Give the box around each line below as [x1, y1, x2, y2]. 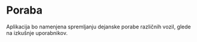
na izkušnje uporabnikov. [6, 29, 68, 36]
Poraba [6, 4, 43, 17]
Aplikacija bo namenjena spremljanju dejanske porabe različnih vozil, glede [6, 23, 191, 30]
